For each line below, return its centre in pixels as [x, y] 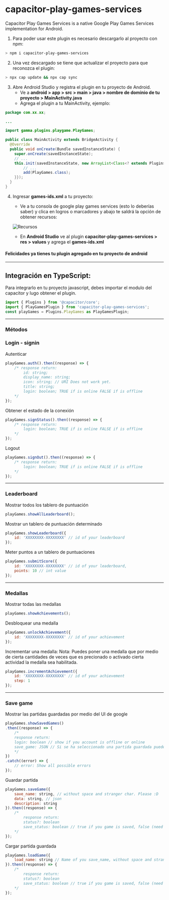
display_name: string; [47, 377]
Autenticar [16, 354]
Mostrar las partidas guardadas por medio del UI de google [66, 714]
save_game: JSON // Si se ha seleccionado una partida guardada [83, 747]
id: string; [36, 372]
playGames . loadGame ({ [28, 855]
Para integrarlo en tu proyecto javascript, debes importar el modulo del [78, 288]
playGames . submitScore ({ [31, 561]
